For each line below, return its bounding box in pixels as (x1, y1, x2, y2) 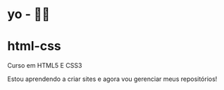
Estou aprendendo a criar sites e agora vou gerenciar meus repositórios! (7, 75, 218, 83)
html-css (7, 38, 61, 54)
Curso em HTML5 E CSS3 (7, 61, 82, 70)
